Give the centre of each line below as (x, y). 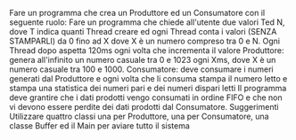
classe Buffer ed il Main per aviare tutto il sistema (99, 126)
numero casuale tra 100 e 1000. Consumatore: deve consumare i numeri (141, 69)
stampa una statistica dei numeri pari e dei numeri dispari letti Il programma (148, 88)
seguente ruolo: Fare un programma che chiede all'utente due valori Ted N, (147, 22)
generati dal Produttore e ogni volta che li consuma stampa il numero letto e (148, 78)
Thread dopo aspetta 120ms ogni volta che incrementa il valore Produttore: (147, 51)
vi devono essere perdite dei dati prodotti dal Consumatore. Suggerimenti (144, 107)
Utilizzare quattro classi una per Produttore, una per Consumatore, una (139, 116)
